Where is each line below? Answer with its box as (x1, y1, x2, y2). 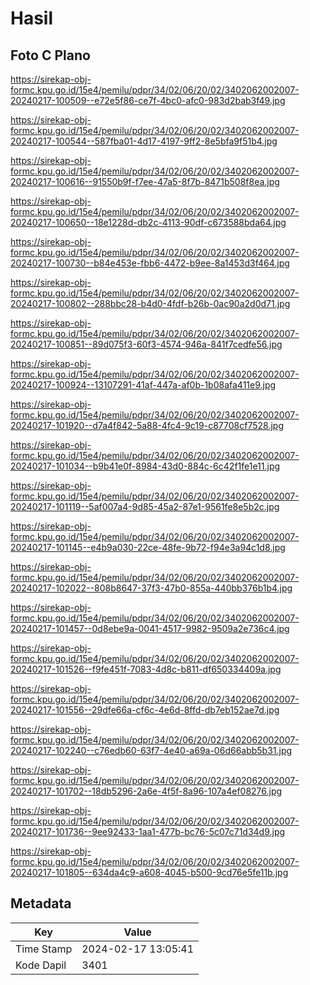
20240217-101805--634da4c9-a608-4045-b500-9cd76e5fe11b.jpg (10, 867, 289, 878)
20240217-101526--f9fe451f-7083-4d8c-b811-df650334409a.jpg (10, 663, 282, 675)
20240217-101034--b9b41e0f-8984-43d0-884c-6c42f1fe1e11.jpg (10, 460, 281, 472)
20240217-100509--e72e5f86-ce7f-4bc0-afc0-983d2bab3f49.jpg (10, 95, 286, 106)
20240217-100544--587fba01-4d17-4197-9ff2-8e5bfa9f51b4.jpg (10, 135, 278, 147)
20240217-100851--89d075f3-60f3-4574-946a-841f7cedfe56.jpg (10, 338, 283, 350)
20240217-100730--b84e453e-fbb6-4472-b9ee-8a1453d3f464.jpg (10, 257, 290, 269)
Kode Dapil (15, 958, 67, 972)
